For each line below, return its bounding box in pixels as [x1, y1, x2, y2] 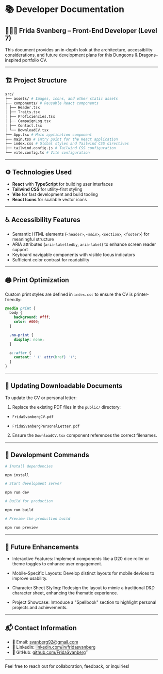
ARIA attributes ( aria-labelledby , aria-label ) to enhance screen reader [12, 241, 156, 247]
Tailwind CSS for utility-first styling [12, 186, 82, 192]
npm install [5, 472, 29, 478]
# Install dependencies [5, 464, 53, 468]
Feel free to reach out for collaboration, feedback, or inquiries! [5, 663, 130, 669]
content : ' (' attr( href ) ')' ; [14, 355, 77, 360]
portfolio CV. [22, 57, 48, 63]
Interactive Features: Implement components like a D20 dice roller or [12, 556, 149, 562]
